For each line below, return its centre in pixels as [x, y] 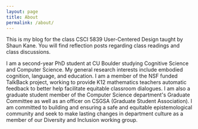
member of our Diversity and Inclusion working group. [72, 120]
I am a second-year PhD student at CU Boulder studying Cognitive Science [98, 63]
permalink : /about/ [30, 22]
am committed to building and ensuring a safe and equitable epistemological [99, 108]
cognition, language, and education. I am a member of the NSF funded [92, 76]
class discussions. [28, 52]
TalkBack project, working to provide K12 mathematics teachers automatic [96, 82]
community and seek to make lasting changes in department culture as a [95, 114]
